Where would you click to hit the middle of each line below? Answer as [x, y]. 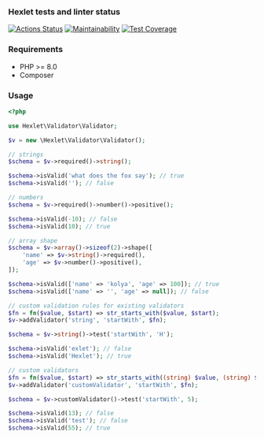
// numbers [26, 198]
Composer [37, 75]
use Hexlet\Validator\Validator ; [63, 126]
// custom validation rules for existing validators [96, 306]
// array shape [33, 240]
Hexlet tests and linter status [64, 12]
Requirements [36, 50]
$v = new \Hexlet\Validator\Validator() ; [77, 140]
